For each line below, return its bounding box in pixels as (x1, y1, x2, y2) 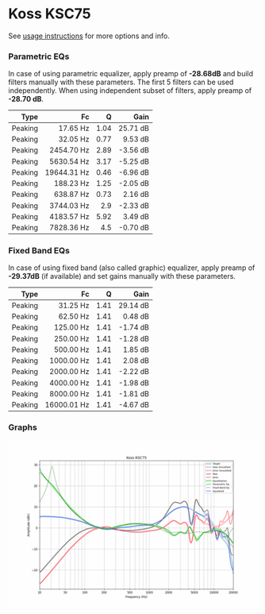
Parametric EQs (8, 51, 70, 62)
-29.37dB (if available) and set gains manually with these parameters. (8, 272, 236, 281)
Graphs (8, 422, 37, 433)
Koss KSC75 (8, 5, 91, 23)
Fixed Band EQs (8, 245, 70, 256)
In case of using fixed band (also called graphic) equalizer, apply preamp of (8, 263, 255, 272)
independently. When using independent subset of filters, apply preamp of (8, 86, 252, 95)
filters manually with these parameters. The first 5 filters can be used (8, 77, 234, 87)
